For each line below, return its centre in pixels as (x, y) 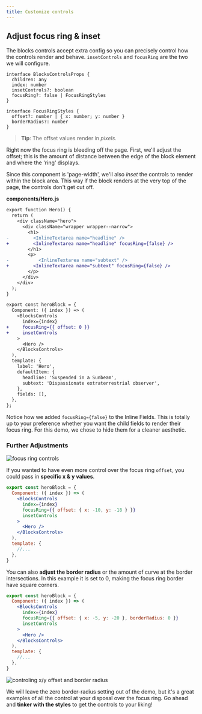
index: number (29, 85)
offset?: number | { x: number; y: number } (68, 117)
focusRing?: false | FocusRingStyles (59, 96)
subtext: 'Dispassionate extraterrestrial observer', (91, 383)
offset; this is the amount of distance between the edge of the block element (101, 157)
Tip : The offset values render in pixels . (69, 138)
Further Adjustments (37, 445)
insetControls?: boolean (43, 90)
